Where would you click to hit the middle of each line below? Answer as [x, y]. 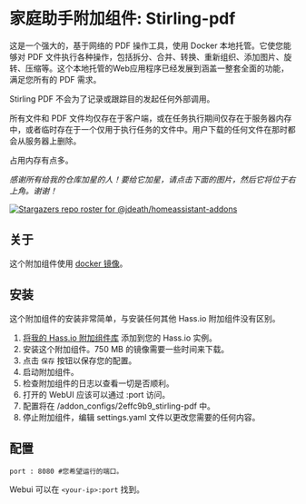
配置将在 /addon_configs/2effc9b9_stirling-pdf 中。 [119, 406]
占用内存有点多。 [41, 160]
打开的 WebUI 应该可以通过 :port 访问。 [96, 394]
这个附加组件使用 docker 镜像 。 [69, 263]
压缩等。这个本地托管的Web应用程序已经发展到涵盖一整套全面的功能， [157, 68]
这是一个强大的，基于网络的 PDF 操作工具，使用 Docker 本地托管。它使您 [147, 45]
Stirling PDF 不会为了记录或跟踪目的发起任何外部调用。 [112, 99]
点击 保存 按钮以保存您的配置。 [79, 361]
